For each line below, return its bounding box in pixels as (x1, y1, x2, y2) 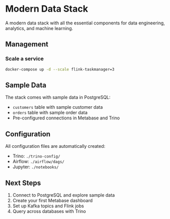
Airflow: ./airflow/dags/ (12, 159, 64, 165)
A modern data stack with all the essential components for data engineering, (5, 20, 165, 26)
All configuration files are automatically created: (5, 143, 106, 149)
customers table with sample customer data (12, 104, 103, 110)
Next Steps (5, 178, 41, 187)
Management (5, 40, 49, 49)
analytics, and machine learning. (5, 25, 74, 31)
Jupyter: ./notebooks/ (12, 164, 59, 170)
